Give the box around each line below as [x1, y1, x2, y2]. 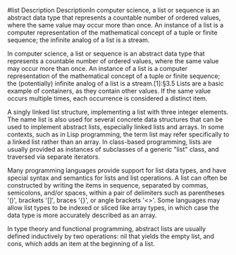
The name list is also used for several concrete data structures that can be [7, 115, 223, 124]
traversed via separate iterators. [7, 152, 101, 161]
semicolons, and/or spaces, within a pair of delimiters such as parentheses [7, 189, 225, 197]
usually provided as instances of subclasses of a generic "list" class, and [7, 145, 220, 153]
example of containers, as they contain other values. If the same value [7, 87, 211, 95]
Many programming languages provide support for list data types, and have [7, 166, 227, 174]
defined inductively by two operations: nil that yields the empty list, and [7, 232, 215, 240]
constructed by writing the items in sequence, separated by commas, [7, 181, 209, 189]
